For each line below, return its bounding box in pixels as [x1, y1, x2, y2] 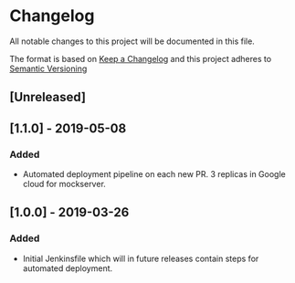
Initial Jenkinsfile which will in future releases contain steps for [22, 253, 259, 264]
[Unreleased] [9, 89, 87, 105]
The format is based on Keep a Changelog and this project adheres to [9, 53, 272, 64]
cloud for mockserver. [22, 179, 107, 190]
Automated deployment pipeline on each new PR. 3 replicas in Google [22, 169, 286, 180]
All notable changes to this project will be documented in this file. [9, 36, 256, 47]
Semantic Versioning [9, 63, 88, 74]
